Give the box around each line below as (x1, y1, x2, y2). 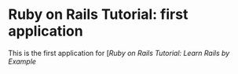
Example (8, 57, 37, 66)
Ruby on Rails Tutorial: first (8, 6, 189, 24)
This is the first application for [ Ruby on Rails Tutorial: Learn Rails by (8, 48, 230, 57)
